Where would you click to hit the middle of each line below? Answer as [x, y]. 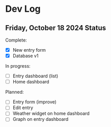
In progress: [18, 66]
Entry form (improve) [35, 102]
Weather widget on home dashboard [51, 114]
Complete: [16, 40]
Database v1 [25, 56]
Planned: [15, 92]
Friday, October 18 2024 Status [56, 28]
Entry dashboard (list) [35, 76]
